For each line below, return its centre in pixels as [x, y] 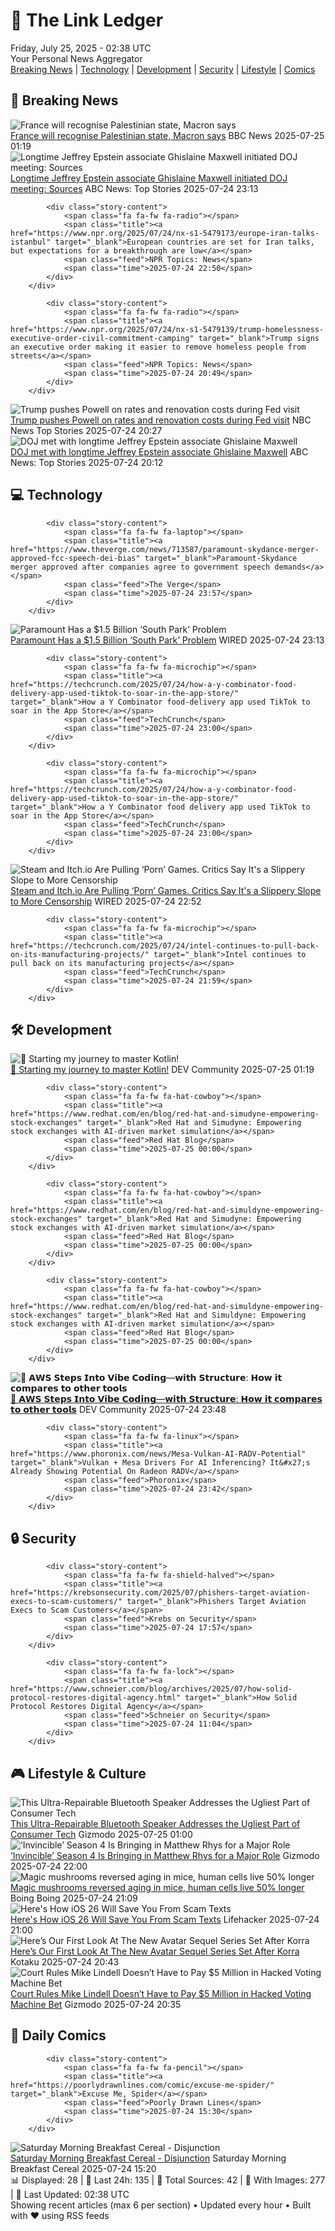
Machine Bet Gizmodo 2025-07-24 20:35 [96, 2004]
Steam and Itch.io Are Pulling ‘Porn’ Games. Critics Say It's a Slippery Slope [166, 890]
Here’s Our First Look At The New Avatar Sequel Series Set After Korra [155, 1951]
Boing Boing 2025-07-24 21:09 [74, 1898]
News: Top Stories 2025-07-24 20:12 [87, 462]
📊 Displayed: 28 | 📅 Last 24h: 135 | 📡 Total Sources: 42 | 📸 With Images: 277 [168, 2180]
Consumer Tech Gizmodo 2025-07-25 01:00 [101, 1834]
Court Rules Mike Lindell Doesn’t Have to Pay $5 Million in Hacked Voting [161, 1993]
